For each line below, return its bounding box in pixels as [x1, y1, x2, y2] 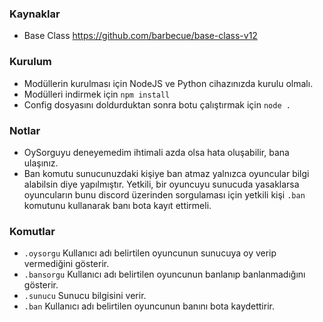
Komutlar [9, 224, 56, 238]
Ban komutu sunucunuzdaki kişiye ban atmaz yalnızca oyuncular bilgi [23, 167, 310, 179]
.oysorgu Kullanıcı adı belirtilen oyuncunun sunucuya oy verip [23, 247, 277, 259]
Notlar [9, 123, 41, 137]
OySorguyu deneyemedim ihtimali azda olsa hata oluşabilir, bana [23, 146, 290, 158]
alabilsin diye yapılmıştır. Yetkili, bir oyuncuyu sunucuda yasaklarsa [23, 178, 300, 190]
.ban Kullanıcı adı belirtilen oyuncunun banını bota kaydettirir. [23, 300, 275, 312]
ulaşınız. [23, 157, 59, 169]
